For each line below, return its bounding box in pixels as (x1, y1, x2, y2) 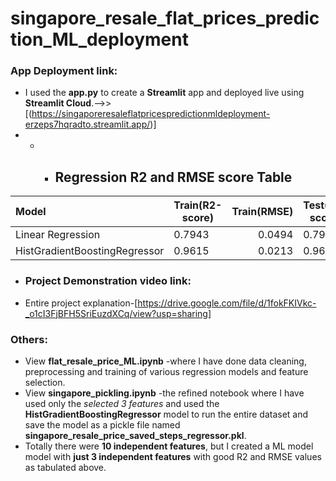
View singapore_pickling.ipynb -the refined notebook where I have (24, 387, 305, 399)
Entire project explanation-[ (24, 297, 138, 309)
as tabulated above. (24, 461, 107, 473)
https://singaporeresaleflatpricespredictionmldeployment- (31, 108, 271, 120)
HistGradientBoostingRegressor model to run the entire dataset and (24, 408, 309, 420)
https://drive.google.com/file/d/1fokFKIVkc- (137, 297, 317, 309)
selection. (24, 376, 66, 388)
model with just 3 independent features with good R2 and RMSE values (24, 450, 322, 462)
